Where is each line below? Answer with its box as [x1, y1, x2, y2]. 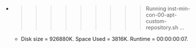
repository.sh [145, 24, 179, 31]
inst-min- [167, 5, 191, 12]
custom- [145, 18, 167, 24]
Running [145, 5, 167, 12]
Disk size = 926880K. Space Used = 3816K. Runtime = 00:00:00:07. [20, 36, 188, 42]
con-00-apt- [145, 11, 177, 18]
